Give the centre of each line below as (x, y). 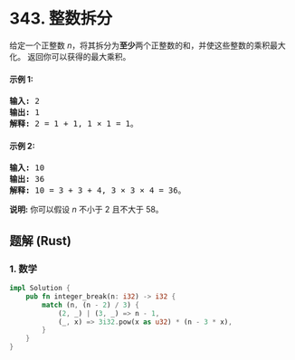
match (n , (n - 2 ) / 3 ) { (91, 305)
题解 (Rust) (41, 241)
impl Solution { (40, 289)
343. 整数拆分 (61, 19)
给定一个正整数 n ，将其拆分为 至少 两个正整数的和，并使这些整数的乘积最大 (148, 45)
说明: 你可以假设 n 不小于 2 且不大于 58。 (87, 210)
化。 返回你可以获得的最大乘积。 (70, 56)
